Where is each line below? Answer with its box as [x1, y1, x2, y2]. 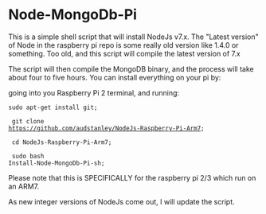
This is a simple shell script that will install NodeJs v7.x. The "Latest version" [8, 32, 259, 41]
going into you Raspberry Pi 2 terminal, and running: [8, 88, 180, 97]
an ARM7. [8, 181, 40, 191]
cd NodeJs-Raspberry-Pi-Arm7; [11, 138, 112, 146]
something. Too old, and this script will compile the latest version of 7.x [8, 49, 241, 58]
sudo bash [11, 152, 45, 160]
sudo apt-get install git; [8, 103, 98, 111]
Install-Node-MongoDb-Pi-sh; [8, 159, 105, 167]
